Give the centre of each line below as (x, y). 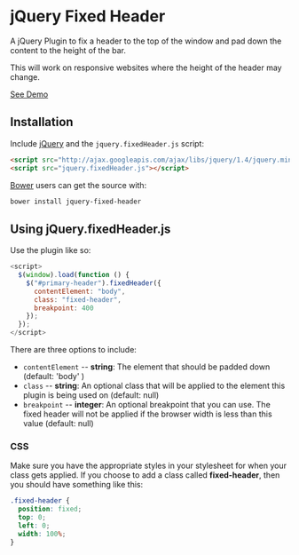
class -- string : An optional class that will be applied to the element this (154, 386)
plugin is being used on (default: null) (91, 395)
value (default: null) (58, 424)
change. (25, 76)
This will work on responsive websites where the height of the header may (146, 67)
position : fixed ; (50, 509)
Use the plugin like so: (51, 250)
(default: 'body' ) (54, 377)
